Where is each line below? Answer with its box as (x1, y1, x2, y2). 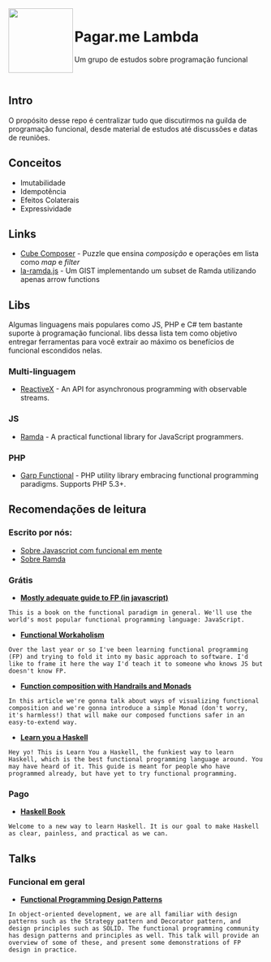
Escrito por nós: (8, 527, 73, 539)
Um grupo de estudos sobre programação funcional (74, 54, 248, 64)
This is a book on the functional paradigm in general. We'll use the (8, 609, 252, 617)
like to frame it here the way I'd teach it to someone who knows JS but (8, 660, 264, 669)
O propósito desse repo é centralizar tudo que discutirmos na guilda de (8, 115, 247, 125)
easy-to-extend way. (8, 718, 79, 726)
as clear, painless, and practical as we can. (8, 830, 169, 838)
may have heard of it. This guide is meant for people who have (8, 763, 230, 771)
